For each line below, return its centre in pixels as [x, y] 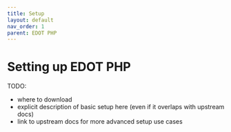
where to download [44, 100]
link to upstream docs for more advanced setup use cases [100, 122]
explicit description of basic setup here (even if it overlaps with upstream [121, 107]
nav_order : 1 [26, 26]
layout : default [30, 20]
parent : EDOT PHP [32, 33]
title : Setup [26, 13]
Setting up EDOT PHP [69, 67]
